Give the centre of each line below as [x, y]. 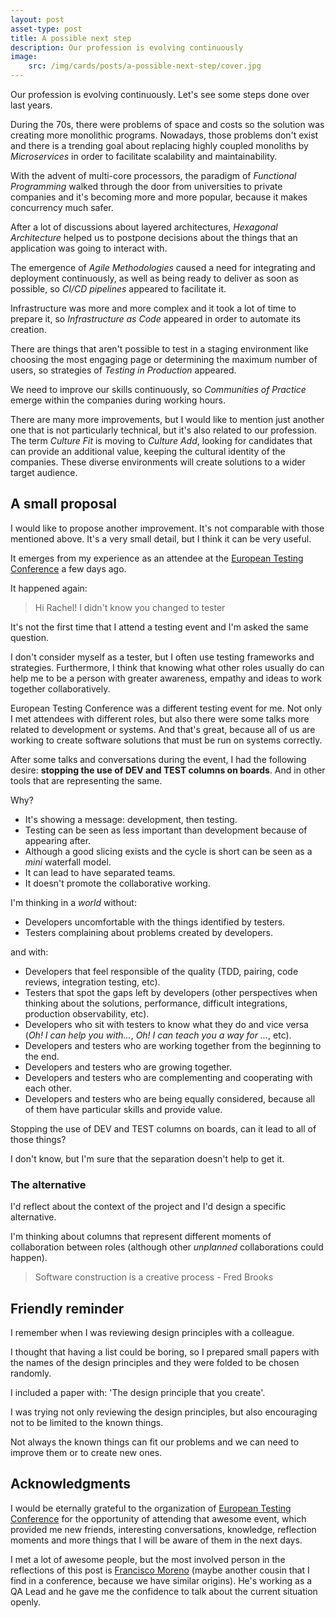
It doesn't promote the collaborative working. [117, 883]
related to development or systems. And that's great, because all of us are [163, 729]
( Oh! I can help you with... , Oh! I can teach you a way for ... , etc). [158, 1035]
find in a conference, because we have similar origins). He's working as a [161, 1580]
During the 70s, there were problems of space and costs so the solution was [167, 124]
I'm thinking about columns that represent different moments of [141, 1237]
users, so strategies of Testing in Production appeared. [123, 370]
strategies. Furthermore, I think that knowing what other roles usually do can [167, 667]
